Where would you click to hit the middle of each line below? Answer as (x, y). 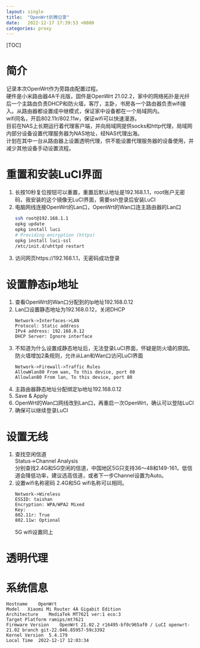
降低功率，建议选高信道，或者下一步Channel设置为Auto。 (96, 476)
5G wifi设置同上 (34, 532)
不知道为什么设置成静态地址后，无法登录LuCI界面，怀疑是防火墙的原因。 (104, 348)
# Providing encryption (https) (55, 235)
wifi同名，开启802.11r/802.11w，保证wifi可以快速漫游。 (73, 119)
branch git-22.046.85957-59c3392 (63, 630)
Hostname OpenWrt (32, 604)
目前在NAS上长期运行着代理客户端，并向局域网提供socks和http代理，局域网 (99, 126)
